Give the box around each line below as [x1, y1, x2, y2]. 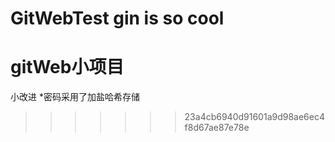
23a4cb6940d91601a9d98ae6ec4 [184, 111, 326, 123]
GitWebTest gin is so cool [10, 7, 225, 30]
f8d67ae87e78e [184, 122, 250, 134]
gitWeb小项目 [10, 56, 125, 79]
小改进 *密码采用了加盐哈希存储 [10, 91, 140, 103]
